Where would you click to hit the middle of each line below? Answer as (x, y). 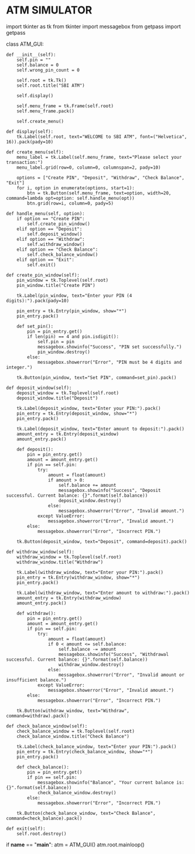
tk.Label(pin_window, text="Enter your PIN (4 (74, 296)
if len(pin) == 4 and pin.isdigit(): (73, 337)
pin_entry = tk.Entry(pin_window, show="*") (72, 311)
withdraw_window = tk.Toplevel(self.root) (69, 557)
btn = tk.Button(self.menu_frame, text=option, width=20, (99, 193)
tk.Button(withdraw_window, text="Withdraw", (73, 710)
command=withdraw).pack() (37, 716)
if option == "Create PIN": (51, 218)
